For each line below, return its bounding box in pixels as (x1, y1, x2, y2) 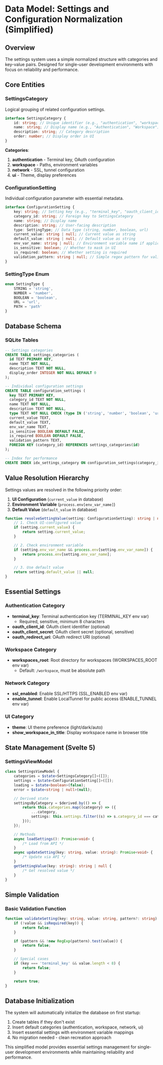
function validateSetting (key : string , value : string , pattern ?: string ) (5, 916, 158, 921)
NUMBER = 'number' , (14, 290, 53, 295)
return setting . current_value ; (22, 529, 86, 535)
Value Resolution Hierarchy (5, 474, 89, 482)
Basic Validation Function (5, 905, 66, 912)
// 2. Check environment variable (14, 542, 83, 548)
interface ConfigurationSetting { (5, 205, 75, 210)
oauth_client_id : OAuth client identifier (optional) (12, 624, 110, 630)
